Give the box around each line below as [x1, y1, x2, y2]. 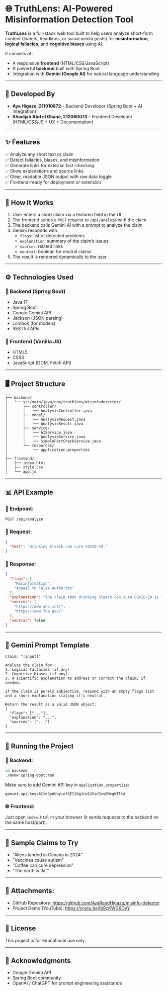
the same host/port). [5, 819, 47, 825]
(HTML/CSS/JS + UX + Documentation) [12, 119, 93, 125]
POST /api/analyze [5, 517, 43, 522]
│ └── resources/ [5, 443, 55, 448]
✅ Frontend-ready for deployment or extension [5, 179, 101, 185]
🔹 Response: [5, 560, 36, 567]
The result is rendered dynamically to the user [12, 254, 107, 260]
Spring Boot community [12, 975, 61, 981]
